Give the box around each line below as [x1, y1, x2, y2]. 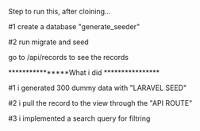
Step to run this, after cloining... [8, 7, 111, 16]
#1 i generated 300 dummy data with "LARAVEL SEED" [8, 83, 187, 92]
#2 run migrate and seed [8, 37, 89, 47]
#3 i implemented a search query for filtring [8, 114, 151, 123]
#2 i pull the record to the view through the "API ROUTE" [8, 99, 193, 107]
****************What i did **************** [8, 68, 160, 77]
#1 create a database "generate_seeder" [8, 22, 140, 31]
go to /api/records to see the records [8, 53, 129, 62]
